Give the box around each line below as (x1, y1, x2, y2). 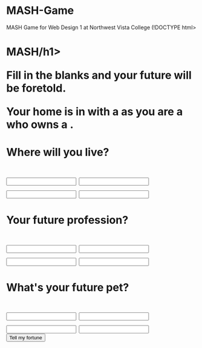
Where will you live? (6, 146, 109, 159)
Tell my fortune (9, 335, 42, 341)
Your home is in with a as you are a (6, 105, 183, 119)
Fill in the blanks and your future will (6, 69, 192, 82)
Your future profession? (6, 213, 129, 227)
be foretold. (6, 81, 67, 95)
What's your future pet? (6, 281, 129, 295)
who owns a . (6, 118, 74, 132)
